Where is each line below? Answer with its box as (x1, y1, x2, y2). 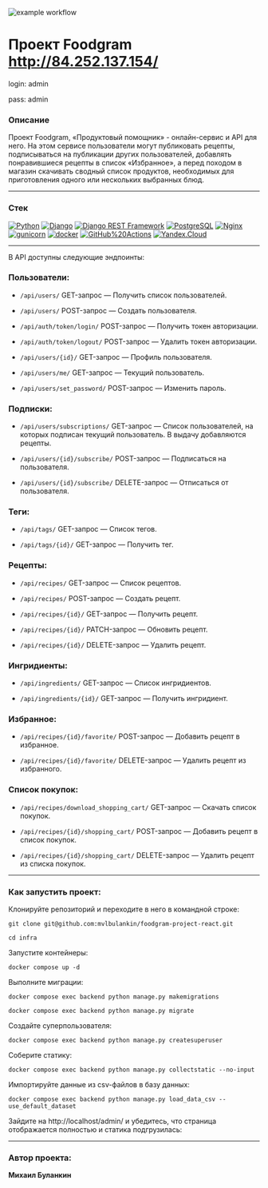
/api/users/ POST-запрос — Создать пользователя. (19, 305, 197, 315)
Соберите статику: (8, 1050, 73, 1059)
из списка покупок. (19, 859, 86, 868)
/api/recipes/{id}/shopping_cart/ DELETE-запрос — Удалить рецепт (19, 850, 255, 859)
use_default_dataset (8, 1102, 77, 1110)
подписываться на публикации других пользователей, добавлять (8, 149, 232, 159)
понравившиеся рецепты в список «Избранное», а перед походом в (8, 158, 242, 168)
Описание (8, 114, 50, 126)
